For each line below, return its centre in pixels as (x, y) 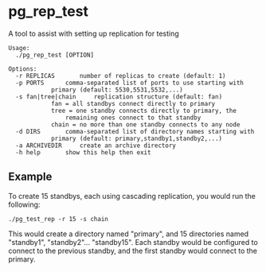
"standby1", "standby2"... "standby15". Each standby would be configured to (133, 242)
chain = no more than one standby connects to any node (145, 124)
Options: (23, 69)
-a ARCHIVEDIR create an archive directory (96, 146)
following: (24, 204)
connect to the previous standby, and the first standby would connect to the (133, 251)
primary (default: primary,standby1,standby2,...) (137, 138)
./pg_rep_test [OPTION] (55, 55)
